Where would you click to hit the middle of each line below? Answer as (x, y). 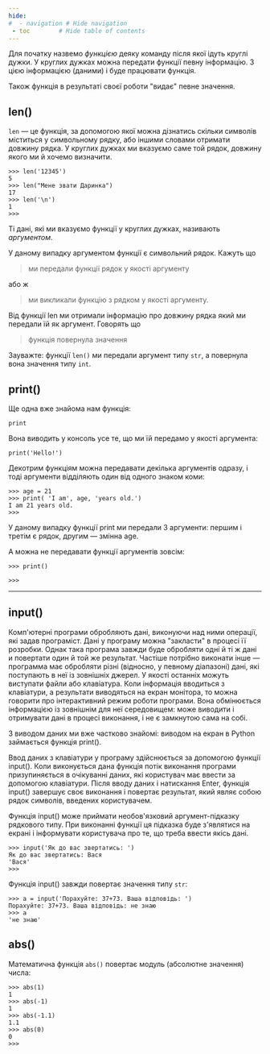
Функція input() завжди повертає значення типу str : (98, 884)
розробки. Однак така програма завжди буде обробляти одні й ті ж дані (133, 649)
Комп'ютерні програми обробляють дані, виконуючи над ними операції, (133, 632)
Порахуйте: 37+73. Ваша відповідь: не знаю (82, 906)
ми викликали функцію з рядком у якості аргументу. (118, 300)
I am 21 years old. (41, 505)
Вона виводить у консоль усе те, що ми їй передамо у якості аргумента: (133, 438)
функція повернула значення (78, 340)
